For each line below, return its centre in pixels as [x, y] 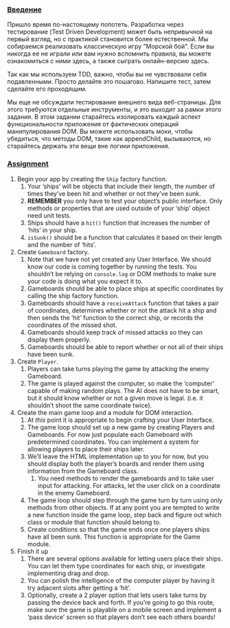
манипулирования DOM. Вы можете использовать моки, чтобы [100, 131]
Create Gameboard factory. [53, 251]
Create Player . [37, 361]
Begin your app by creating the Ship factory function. [92, 179]
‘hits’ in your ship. [52, 230]
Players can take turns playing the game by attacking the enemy [118, 368]
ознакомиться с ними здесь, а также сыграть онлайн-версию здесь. [108, 61]
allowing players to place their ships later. [86, 449]
